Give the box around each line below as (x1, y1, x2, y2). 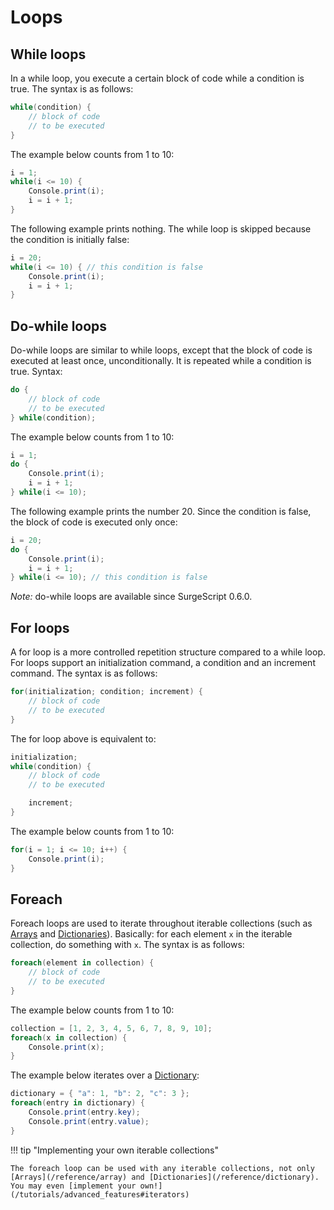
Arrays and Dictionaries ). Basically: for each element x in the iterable (10, 928, 293, 940)
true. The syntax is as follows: (10, 83, 134, 95)
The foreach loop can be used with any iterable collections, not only (10, 1163, 315, 1173)
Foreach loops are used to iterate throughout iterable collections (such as (10, 917, 313, 930)
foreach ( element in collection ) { (10, 958, 155, 968)
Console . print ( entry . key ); (28, 1107, 141, 1118)
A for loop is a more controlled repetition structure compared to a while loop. (10, 646, 327, 658)
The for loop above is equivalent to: (10, 732, 157, 745)
